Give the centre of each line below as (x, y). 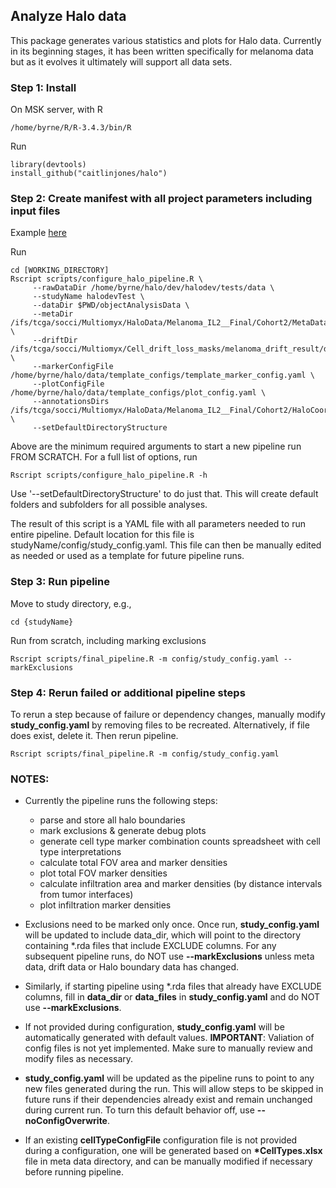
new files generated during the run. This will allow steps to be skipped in (174, 1089)
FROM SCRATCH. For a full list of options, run (104, 457)
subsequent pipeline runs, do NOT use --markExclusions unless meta (169, 956)
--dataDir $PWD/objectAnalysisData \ (111, 305)
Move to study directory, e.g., (71, 603)
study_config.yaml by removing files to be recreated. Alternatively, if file (160, 725)
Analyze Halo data (68, 16)
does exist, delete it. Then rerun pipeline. (94, 735)
